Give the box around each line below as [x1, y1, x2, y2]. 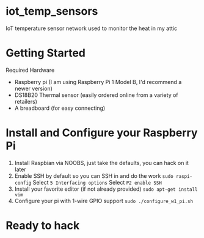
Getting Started [5, 46, 86, 60]
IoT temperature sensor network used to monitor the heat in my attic [5, 25, 178, 32]
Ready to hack [5, 219, 80, 232]
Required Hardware [5, 66, 55, 74]
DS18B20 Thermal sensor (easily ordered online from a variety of [14, 91, 178, 99]
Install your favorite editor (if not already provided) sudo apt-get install [14, 185, 198, 193]
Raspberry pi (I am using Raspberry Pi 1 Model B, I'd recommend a [14, 78, 182, 85]
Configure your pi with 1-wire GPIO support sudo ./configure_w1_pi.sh [14, 197, 194, 204]
